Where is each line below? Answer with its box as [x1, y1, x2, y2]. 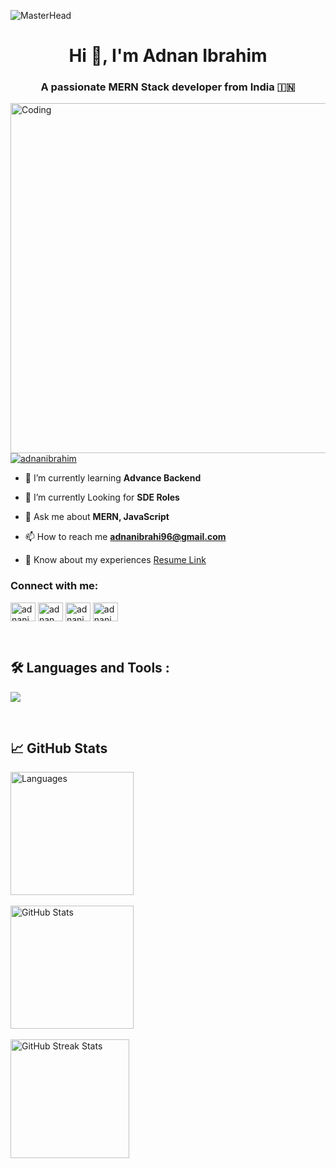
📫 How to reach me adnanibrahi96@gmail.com [24, 531, 227, 543]
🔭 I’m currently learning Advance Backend [24, 472, 202, 484]
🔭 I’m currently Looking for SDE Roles [24, 491, 180, 504]
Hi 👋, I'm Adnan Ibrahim [68, 45, 268, 67]
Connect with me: [10, 579, 99, 593]
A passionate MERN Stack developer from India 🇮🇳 [40, 80, 296, 94]
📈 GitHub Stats [10, 740, 108, 757]
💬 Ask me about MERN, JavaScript [24, 511, 170, 523]
